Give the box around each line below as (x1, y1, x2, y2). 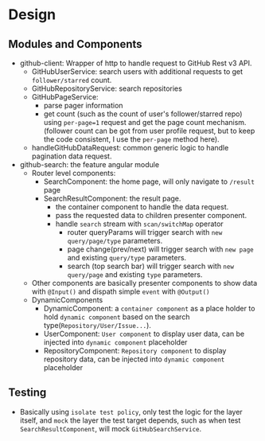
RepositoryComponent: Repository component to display (43, 346, 227, 355)
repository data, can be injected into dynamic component (43, 354, 225, 364)
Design (8, 6, 57, 24)
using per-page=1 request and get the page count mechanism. (43, 118, 247, 127)
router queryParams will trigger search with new (67, 228, 223, 236)
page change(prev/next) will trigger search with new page (67, 244, 254, 254)
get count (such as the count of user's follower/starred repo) (43, 109, 243, 119)
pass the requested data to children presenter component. (55, 211, 247, 220)
